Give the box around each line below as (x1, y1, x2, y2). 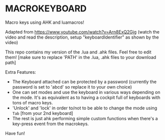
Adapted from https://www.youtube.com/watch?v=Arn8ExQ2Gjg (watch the (5, 29, 160, 35)
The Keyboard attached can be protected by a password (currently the (12, 79, 157, 85)
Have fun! (5, 130, 25, 136)
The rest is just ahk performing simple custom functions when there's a (12, 115, 158, 121)
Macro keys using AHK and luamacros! (5, 19, 84, 25)
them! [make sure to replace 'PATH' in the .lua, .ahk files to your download (5, 54, 157, 60)
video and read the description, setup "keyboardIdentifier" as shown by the (5, 34, 159, 40)
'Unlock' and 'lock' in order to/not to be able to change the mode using (12, 105, 158, 111)
